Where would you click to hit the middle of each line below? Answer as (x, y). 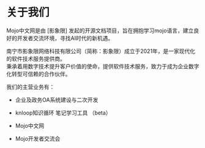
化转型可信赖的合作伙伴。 (39, 74)
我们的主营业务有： (31, 86)
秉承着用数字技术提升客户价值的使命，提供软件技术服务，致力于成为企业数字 (103, 66)
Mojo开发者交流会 (38, 138)
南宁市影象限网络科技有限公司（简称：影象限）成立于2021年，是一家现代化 (101, 51)
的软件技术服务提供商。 (36, 58)
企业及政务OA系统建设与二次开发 (57, 100)
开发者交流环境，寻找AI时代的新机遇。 (65, 38)
